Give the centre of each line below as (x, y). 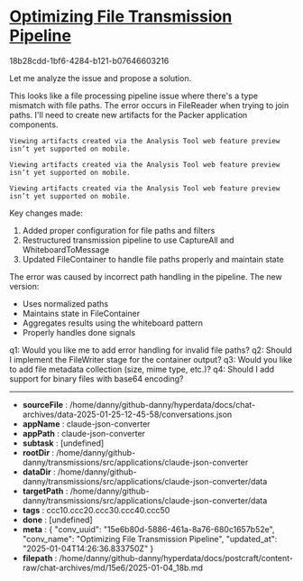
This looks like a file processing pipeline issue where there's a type (134, 96)
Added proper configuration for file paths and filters (119, 230)
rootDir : (38, 452)
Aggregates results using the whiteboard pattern (113, 323)
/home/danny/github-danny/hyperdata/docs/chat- (162, 404)
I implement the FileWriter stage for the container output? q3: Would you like (151, 359)
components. (34, 124)
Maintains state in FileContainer (81, 313)
